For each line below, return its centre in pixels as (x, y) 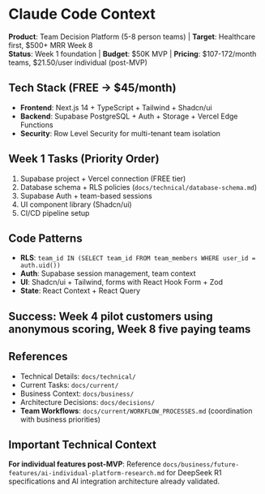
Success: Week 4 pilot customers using (111, 316)
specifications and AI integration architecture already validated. (114, 481)
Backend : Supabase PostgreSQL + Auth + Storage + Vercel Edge (129, 116)
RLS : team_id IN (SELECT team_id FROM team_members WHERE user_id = (138, 258)
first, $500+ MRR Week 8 (51, 45)
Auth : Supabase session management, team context (108, 273)
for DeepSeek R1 (194, 473)
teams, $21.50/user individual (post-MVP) (78, 62)
